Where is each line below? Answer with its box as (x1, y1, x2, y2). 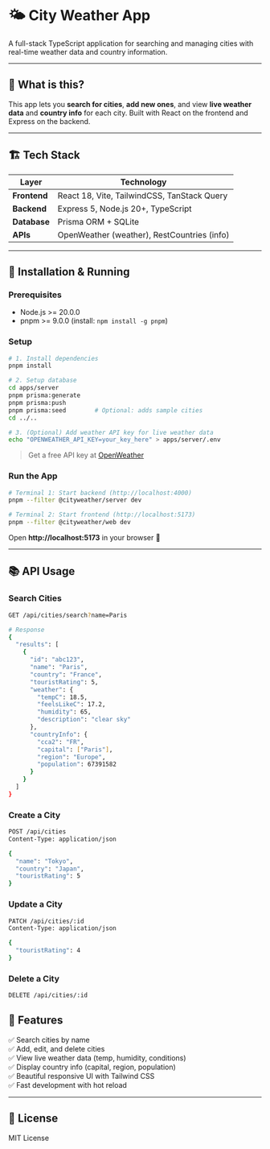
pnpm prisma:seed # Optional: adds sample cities (8, 406, 203, 415)
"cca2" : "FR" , (37, 738, 84, 746)
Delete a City (8, 973, 60, 984)
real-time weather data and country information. (8, 47, 168, 56)
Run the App (8, 470, 58, 482)
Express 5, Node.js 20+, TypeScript (57, 203, 192, 214)
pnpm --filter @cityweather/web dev (8, 519, 131, 527)
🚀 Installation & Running (8, 265, 130, 279)
